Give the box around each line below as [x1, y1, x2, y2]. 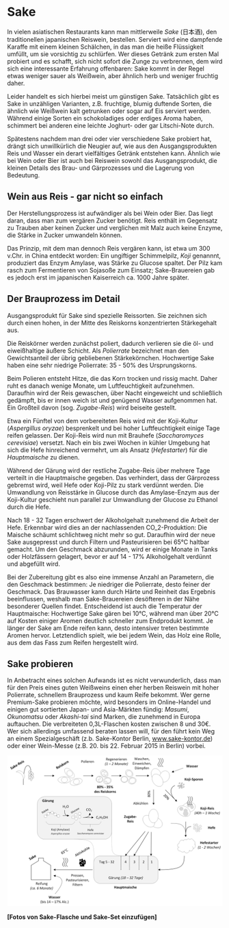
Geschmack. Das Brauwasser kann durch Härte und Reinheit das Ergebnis [7, 587, 216, 596]
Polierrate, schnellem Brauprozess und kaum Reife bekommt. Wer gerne [7, 691, 211, 699]
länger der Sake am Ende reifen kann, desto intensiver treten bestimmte [7, 624, 209, 632]
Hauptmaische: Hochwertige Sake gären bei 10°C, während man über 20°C [7, 609, 219, 617]
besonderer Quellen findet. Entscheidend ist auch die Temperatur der [7, 602, 203, 610]
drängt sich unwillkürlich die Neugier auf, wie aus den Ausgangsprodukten [7, 142, 217, 150]
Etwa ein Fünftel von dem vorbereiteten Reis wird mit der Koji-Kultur [7, 416, 198, 425]
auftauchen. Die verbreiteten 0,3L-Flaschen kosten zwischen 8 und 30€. [7, 720, 211, 728]
